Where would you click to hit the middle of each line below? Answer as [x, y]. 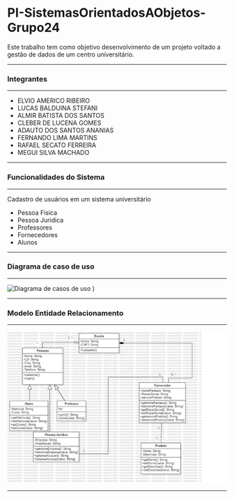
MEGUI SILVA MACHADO [53, 153]
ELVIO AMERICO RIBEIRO [54, 101]
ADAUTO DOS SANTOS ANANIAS [65, 130]
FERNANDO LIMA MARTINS [57, 138]
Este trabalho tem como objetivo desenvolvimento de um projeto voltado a [114, 47]
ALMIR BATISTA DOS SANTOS [61, 116]
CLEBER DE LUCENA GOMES [59, 123]
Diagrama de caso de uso [51, 266]
